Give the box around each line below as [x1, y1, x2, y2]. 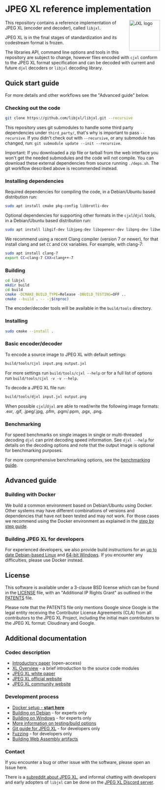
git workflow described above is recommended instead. [5, 165, 118, 171]
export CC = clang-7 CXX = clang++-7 [5, 255, 74, 260]
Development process [5, 693, 59, 700]
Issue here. [5, 764, 28, 770]
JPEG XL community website [12, 681, 71, 687]
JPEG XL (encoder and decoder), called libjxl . [5, 25, 102, 30]
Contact [5, 748, 25, 755]
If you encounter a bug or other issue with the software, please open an [5, 759, 150, 765]
